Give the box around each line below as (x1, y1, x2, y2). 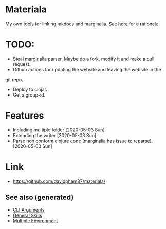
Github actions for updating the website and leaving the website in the (12, 66, 161, 72)
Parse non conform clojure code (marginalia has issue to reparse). (12, 138, 153, 144)
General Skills (12, 212, 42, 218)
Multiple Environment (12, 217, 58, 224)
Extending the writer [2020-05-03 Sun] (12, 132, 97, 138)
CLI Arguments (12, 206, 45, 213)
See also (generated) (5, 193, 74, 202)
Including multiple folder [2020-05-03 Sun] (12, 127, 105, 133)
